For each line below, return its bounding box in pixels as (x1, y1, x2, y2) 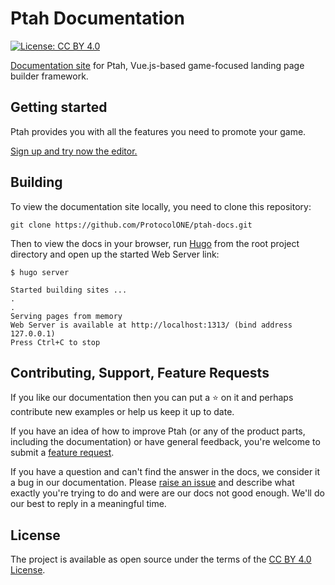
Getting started (10, 99, 108, 116)
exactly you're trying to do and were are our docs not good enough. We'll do (10, 487, 325, 499)
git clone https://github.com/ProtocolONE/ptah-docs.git (10, 220, 253, 230)
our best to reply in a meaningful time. (10, 498, 167, 510)
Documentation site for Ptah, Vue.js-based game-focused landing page (10, 59, 305, 71)
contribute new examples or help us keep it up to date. (10, 406, 235, 418)
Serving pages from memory (10, 311, 123, 321)
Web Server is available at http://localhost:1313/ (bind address (10, 320, 293, 330)
